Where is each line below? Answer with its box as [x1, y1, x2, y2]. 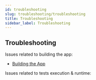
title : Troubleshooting [5, 16, 53, 21]
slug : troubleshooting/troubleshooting [5, 12, 86, 16]
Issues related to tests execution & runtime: [5, 70, 91, 76]
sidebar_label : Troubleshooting [5, 20, 70, 26]
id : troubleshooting [5, 7, 47, 12]
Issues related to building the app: [5, 51, 73, 57]
